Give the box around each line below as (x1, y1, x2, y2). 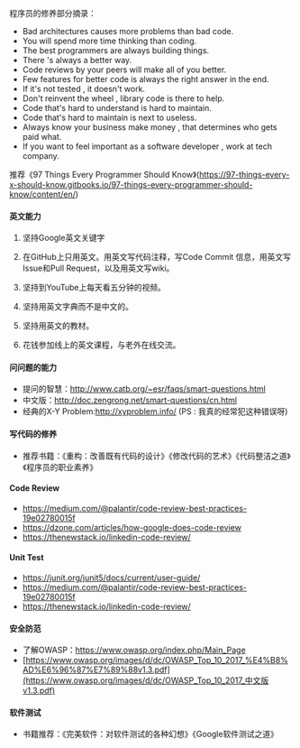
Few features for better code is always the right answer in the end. (22, 74, 269, 84)
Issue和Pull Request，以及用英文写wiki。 (22, 263, 175, 273)
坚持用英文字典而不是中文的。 (22, 301, 133, 312)
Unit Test (9, 552, 44, 563)
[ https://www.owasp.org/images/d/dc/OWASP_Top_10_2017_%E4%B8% (22, 655, 288, 666)
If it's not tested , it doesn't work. (22, 84, 146, 94)
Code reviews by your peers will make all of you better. (22, 64, 227, 75)
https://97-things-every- (199, 170, 290, 180)
